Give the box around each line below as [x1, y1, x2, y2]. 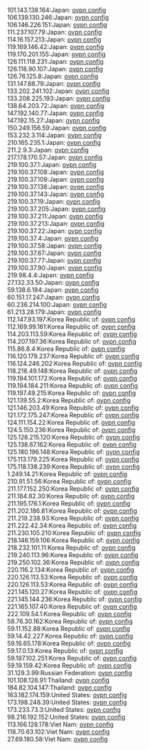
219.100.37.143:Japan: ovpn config [7, 190, 105, 198]
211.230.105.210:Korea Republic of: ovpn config [7, 529, 141, 537]
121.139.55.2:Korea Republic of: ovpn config [7, 396, 131, 404]
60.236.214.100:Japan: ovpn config [7, 301, 107, 308]
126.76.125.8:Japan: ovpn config [7, 72, 99, 80]
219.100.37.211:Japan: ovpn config [7, 212, 103, 220]
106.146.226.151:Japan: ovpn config [7, 21, 108, 28]
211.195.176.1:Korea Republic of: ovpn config [7, 499, 131, 507]
